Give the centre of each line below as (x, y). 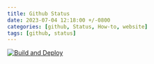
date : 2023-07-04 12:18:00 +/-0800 (59, 20)
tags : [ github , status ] (42, 33)
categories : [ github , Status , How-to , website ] (78, 26)
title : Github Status (39, 14)
